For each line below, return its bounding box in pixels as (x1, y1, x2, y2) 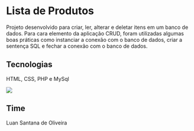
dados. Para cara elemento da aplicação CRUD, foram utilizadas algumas (6, 30, 185, 37)
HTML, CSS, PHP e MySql (6, 75, 69, 82)
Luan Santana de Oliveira (6, 119, 67, 126)
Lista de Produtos (6, 4, 95, 18)
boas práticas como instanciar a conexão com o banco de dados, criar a (6, 36, 182, 43)
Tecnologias (6, 60, 53, 70)
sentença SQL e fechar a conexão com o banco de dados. (6, 42, 148, 50)
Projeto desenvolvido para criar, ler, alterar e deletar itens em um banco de (6, 24, 189, 31)
